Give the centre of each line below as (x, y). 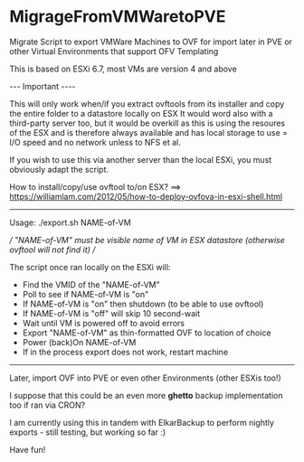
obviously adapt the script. (59, 169)
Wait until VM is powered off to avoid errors (104, 323)
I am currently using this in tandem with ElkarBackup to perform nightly (142, 422)
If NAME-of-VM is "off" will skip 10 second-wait (111, 313)
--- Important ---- (43, 86)
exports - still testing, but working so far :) (88, 432)
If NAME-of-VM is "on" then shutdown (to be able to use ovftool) (143, 304)
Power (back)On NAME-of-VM (79, 342)
